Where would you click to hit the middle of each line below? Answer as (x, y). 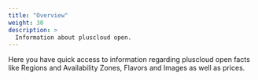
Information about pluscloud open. (74, 37)
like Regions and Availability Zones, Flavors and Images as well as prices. (127, 68)
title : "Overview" (38, 15)
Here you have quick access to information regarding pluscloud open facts (129, 60)
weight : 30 (26, 23)
